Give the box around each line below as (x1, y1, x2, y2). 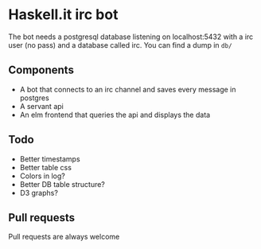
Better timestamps (19, 154, 81, 164)
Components (8, 64, 74, 77)
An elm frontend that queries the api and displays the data (19, 110, 211, 119)
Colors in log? (19, 171, 65, 181)
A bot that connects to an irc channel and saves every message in (19, 84, 236, 94)
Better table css (19, 162, 72, 172)
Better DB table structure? (19, 179, 106, 189)
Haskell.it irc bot (8, 6, 119, 24)
